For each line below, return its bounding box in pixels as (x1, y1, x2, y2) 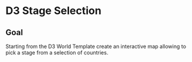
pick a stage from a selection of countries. (5, 49, 109, 56)
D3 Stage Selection (5, 4, 102, 18)
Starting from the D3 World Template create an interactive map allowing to (5, 43, 187, 50)
